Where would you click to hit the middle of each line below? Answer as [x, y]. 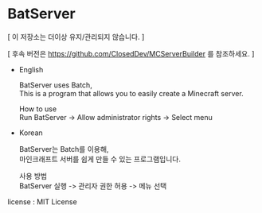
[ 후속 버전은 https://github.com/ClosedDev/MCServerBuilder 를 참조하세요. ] [131, 53]
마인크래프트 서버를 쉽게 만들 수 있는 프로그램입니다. [100, 159]
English [31, 69]
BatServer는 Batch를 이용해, [64, 149]
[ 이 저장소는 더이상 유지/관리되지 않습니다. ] [76, 37]
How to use [38, 109]
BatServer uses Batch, [55, 85]
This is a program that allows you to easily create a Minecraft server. [131, 93]
